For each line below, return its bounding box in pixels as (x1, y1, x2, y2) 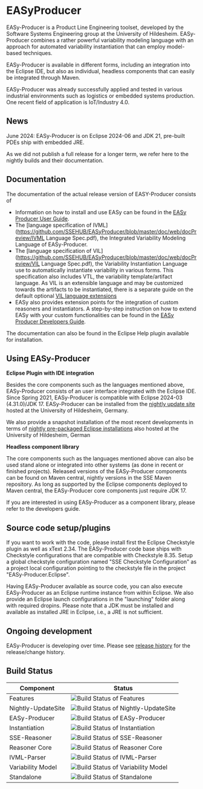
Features (9, 694, 34, 702)
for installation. (6, 336, 43, 343)
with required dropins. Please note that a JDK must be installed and (6, 602, 174, 609)
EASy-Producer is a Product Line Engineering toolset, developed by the (6, 24, 184, 31)
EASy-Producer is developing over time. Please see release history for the (6, 642, 190, 649)
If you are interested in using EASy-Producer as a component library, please (6, 499, 195, 506)
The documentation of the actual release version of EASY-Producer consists (6, 190, 196, 197)
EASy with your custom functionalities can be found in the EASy (14, 311, 174, 318)
